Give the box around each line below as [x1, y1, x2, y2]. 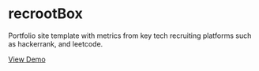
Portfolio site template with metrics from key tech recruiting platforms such [8, 31, 252, 40]
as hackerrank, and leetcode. [8, 39, 103, 48]
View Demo [8, 54, 46, 64]
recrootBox [8, 5, 83, 23]
